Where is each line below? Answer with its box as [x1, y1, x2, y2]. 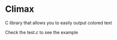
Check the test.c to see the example [5, 29, 78, 35]
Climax [5, 3, 34, 15]
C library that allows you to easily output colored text [5, 20, 112, 26]
